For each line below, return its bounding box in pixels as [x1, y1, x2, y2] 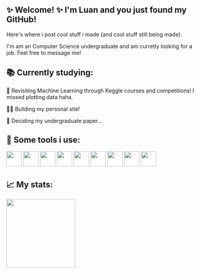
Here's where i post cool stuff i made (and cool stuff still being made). [6, 31, 182, 38]
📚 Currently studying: [6, 67, 94, 78]
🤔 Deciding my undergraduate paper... [6, 117, 103, 124]
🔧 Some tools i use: [6, 135, 81, 146]
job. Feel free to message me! [6, 49, 81, 56]
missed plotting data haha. [6, 93, 73, 100]
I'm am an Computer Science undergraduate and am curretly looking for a [6, 42, 193, 50]
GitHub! [6, 15, 37, 25]
